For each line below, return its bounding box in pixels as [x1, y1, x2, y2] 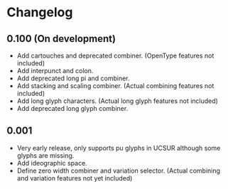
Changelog [6, 4, 73, 21]
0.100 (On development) [6, 33, 116, 45]
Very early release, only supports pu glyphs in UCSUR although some [16, 144, 221, 152]
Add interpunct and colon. [16, 67, 94, 75]
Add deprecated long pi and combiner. [16, 74, 130, 82]
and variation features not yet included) [16, 173, 133, 182]
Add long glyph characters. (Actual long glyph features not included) [16, 97, 218, 105]
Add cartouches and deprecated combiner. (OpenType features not [16, 51, 215, 60]
